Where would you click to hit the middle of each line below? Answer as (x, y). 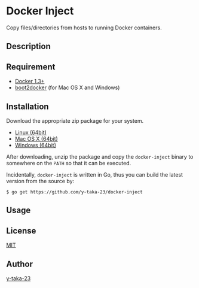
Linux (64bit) (30, 132)
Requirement (31, 67)
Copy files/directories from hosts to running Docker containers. (84, 28)
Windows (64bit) (36, 145)
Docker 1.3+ (30, 81)
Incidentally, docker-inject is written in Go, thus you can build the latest (95, 174)
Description (28, 46)
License (21, 231)
